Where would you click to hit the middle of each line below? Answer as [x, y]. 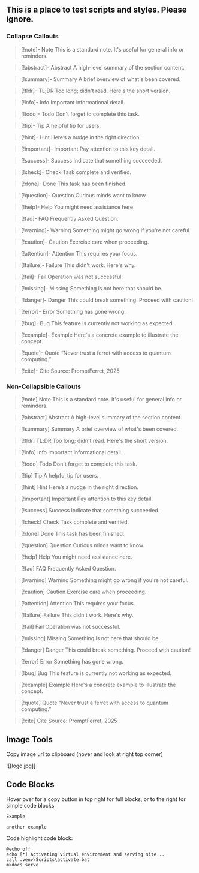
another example [26, 827]
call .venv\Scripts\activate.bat [48, 859]
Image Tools [29, 739]
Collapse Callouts [32, 37]
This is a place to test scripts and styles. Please [97, 10]
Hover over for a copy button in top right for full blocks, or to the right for [96, 799]
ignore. [20, 19]
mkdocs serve [22, 865]
